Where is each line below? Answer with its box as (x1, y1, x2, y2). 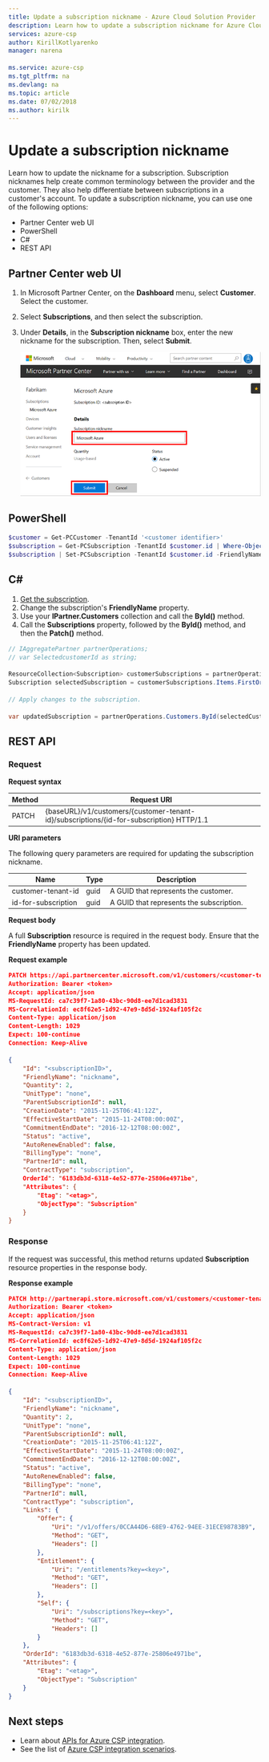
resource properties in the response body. (8, 1262, 147, 1272)
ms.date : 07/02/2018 (8, 97, 78, 106)
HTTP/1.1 (175, 815, 209, 825)
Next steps (8, 1715, 64, 1728)
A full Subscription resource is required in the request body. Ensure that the (8, 931, 259, 940)
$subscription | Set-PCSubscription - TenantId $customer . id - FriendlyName (8, 550, 263, 559)
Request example (8, 955, 68, 964)
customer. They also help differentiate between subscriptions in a (8, 185, 224, 195)
